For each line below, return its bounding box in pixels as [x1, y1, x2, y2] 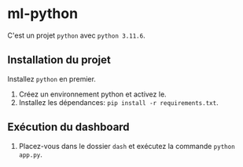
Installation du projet [7, 53, 111, 67]
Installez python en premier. [7, 74, 96, 83]
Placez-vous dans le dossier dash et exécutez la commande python [18, 141, 235, 151]
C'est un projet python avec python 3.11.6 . [7, 31, 146, 40]
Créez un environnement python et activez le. [18, 89, 167, 99]
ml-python [7, 5, 79, 23]
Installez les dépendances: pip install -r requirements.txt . [18, 97, 219, 107]
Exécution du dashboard [7, 121, 131, 134]
